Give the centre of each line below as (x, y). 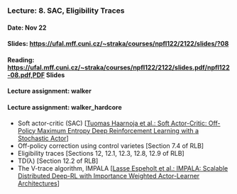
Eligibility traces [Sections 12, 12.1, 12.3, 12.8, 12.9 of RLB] (101, 153)
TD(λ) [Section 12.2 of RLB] (58, 161)
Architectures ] (39, 183)
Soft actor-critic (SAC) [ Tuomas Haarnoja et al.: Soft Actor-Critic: (112, 123)
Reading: (21, 59)
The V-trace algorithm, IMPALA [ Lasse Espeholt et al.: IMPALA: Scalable (123, 168)
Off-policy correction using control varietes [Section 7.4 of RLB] (111, 145)
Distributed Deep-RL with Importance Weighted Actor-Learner (109, 176)
